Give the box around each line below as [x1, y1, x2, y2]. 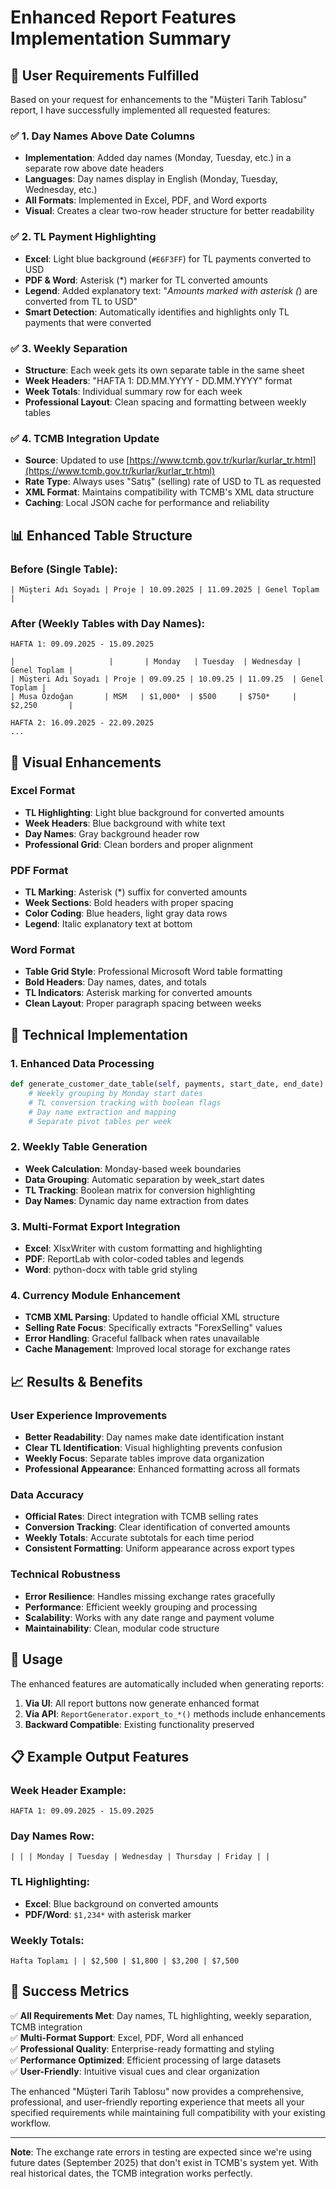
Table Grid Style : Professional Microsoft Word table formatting [24, 966, 283, 978]
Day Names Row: [10, 1829, 95, 1843]
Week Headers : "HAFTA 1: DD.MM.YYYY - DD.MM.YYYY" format [24, 374, 293, 386]
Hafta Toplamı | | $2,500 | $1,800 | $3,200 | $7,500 [10, 1956, 240, 1966]
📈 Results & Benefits [10, 1373, 143, 1390]
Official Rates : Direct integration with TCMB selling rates [24, 1511, 259, 1523]
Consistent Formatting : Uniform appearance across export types [24, 1542, 295, 1555]
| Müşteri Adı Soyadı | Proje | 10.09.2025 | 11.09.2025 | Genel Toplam [10, 584, 320, 595]
